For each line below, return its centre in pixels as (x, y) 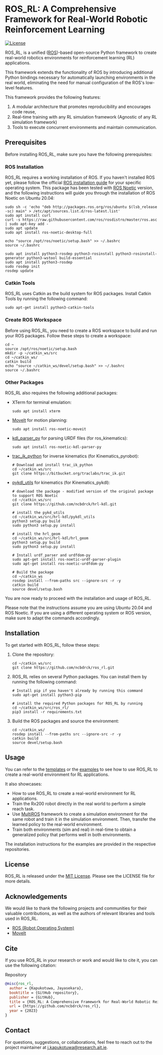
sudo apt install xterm (36, 411)
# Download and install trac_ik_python (52, 465)
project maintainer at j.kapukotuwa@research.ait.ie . (57, 1047)
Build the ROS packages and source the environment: (65, 721)
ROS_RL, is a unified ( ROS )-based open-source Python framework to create (81, 53)
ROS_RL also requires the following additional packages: (61, 393)
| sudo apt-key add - (27, 224)
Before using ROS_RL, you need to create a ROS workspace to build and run (81, 330)
